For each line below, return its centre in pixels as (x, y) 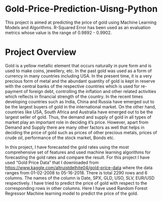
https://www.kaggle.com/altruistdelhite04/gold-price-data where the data (79, 168)
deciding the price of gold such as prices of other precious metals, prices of (81, 132)
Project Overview (41, 52)
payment (14, 91)
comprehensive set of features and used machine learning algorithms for (78, 152)
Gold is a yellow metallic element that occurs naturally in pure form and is (78, 65)
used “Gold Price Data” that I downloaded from (52, 162)
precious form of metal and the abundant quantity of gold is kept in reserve (80, 81)
